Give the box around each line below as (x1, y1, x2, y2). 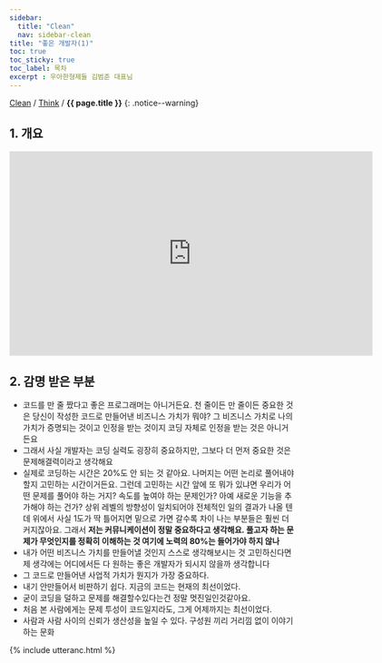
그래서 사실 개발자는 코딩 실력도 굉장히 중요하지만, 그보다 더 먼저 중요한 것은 (22, 445, 292, 456)
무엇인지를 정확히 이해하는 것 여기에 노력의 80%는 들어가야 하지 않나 (39, 536, 280, 547)
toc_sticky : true (9, 55, 75, 64)
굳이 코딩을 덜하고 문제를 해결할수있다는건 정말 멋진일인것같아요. (22, 592, 251, 604)
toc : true (9, 47, 47, 56)
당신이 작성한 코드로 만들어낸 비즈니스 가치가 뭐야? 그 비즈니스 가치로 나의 (32, 411, 293, 422)
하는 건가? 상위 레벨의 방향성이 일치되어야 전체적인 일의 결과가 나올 (46, 501, 284, 513)
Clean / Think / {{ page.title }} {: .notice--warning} (9, 97, 200, 108)
